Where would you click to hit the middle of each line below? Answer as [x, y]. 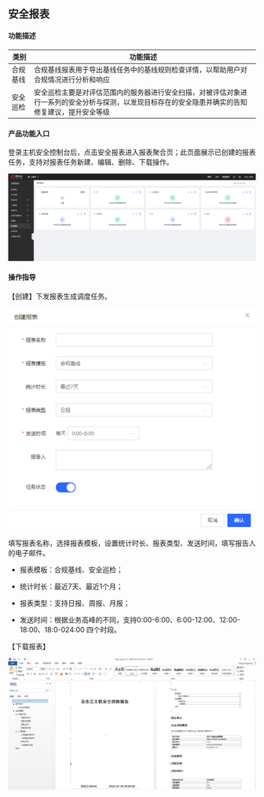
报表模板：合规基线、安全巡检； [71, 570]
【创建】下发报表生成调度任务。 [60, 296]
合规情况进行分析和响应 [72, 79]
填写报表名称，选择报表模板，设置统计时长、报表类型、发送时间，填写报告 [128, 543]
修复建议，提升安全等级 [72, 112]
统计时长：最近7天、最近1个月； [71, 587]
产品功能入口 [29, 133]
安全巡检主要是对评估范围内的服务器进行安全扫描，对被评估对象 [137, 92]
